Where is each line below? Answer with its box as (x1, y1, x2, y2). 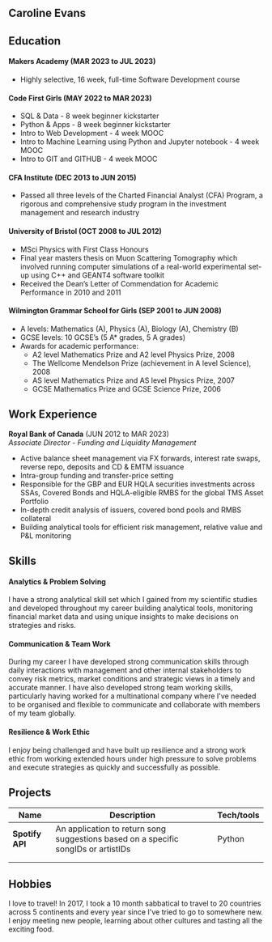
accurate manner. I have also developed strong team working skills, (8, 683, 233, 693)
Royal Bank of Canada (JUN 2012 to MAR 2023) (8, 429, 170, 439)
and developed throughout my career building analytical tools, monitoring (8, 603, 253, 613)
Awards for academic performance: (19, 341, 139, 350)
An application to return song (55, 823, 167, 834)
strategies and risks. (8, 621, 77, 630)
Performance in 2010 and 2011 (19, 287, 121, 297)
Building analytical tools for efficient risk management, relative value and (19, 522, 263, 532)
